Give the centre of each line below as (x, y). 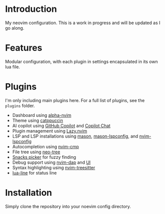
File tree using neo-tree (36, 152)
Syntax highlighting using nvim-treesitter (54, 167)
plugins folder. (20, 106)
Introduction (31, 9)
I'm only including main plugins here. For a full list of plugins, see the (75, 100)
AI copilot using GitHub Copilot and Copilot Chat (61, 125)
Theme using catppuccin (38, 120)
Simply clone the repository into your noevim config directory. (68, 206)
